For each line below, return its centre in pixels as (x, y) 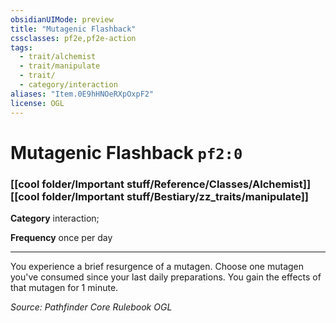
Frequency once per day (61, 237)
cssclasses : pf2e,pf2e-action (73, 38)
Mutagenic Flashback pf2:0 (126, 152)
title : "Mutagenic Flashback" (73, 29)
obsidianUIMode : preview (62, 19)
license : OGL (37, 103)
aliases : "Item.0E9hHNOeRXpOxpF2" (82, 94)
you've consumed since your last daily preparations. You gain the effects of (166, 277)
